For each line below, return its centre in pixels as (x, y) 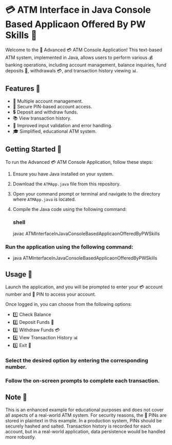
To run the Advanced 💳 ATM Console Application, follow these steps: (79, 162)
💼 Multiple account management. (48, 101)
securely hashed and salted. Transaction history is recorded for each (78, 426)
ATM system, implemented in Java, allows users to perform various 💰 (79, 57)
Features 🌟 (23, 89)
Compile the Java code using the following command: (70, 209)
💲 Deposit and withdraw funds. (45, 112)
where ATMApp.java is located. (44, 199)
